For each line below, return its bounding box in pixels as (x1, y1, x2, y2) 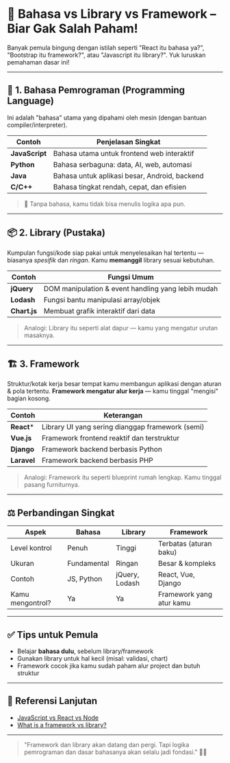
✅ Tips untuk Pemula (7, 628, 99, 641)
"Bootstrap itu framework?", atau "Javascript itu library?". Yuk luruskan (7, 51, 206, 59)
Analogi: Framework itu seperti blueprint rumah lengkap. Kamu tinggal (23, 473, 222, 481)
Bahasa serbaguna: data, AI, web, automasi (53, 159, 192, 169)
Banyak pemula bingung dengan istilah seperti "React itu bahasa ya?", (7, 43, 205, 52)
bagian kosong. (7, 394, 51, 402)
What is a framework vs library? (16, 720, 107, 729)
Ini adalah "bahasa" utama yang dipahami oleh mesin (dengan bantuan (7, 113, 207, 122)
